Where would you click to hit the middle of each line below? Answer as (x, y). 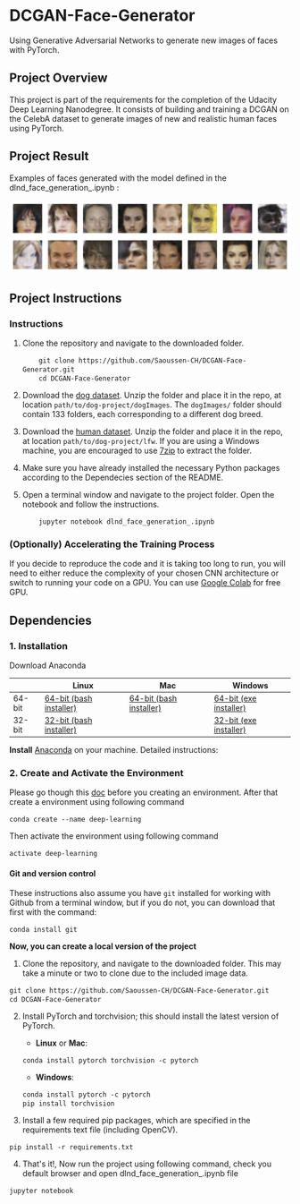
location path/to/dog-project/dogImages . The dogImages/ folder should (152, 405)
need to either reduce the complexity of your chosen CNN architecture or (144, 573)
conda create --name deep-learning (75, 819)
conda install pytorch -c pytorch (86, 1095)
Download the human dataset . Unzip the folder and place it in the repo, (152, 431)
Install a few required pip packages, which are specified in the (136, 1121)
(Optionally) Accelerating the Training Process (112, 544)
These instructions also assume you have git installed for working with (140, 893)
